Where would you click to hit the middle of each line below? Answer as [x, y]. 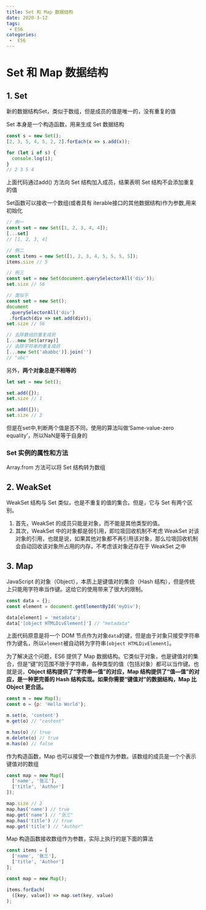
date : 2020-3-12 [27, 18]
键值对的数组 [22, 763]
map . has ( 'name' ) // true [38, 809]
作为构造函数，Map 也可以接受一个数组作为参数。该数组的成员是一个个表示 [101, 756]
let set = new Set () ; [34, 382]
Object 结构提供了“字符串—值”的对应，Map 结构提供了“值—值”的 [111, 671]
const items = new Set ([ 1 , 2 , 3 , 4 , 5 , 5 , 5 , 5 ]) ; [73, 256]
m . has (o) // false [30, 744]
